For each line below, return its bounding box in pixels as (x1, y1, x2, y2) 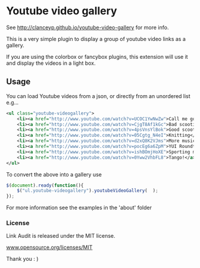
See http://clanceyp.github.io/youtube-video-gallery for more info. (6, 24, 169, 31)
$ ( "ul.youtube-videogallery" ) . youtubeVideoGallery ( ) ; (17, 188, 159, 194)
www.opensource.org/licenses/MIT (6, 244, 93, 251)
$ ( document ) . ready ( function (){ (6, 182, 84, 188)
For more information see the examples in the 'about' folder (6, 204, 152, 212)
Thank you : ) (6, 256, 39, 263)
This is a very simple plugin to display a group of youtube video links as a (6, 35, 186, 42)
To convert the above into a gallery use (6, 171, 102, 178)
